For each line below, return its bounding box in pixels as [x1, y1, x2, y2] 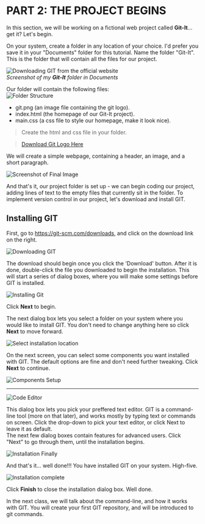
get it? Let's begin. [6, 30, 53, 37]
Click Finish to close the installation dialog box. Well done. [6, 485, 153, 493]
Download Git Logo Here [21, 140, 84, 147]
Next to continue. [6, 364, 51, 372]
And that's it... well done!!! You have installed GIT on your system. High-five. [6, 462, 198, 469]
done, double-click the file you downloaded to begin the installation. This [6, 266, 190, 273]
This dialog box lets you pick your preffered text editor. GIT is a [6, 405, 165, 413]
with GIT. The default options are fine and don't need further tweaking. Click [6, 358, 198, 365]
